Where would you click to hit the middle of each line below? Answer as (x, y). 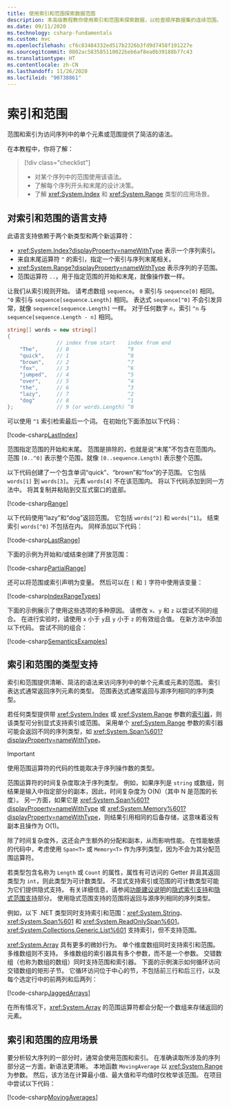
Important (21, 754)
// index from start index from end (113, 343)
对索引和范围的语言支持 (57, 218)
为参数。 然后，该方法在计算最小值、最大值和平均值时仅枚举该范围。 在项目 (114, 1075)
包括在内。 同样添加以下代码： (100, 526)
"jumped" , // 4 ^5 (77, 375)
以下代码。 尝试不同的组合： (47, 627)
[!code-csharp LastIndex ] (42, 434)
